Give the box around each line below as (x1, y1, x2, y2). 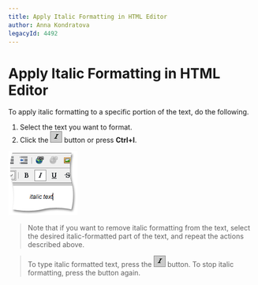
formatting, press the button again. (27, 268, 140, 278)
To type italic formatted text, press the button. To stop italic (27, 260, 234, 269)
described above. (27, 240, 85, 249)
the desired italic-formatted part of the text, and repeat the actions (27, 231, 245, 241)
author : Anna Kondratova (8, 21, 90, 29)
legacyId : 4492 (8, 29, 58, 37)
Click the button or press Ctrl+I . (19, 135, 137, 145)
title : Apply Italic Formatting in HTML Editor (8, 13, 168, 21)
